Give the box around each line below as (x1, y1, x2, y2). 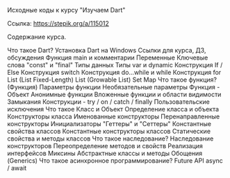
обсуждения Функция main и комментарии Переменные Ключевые (7, 53, 208, 62)
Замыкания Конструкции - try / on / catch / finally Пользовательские (7, 98, 211, 106)
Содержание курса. (7, 33, 67, 41)
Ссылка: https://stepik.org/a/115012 (7, 19, 109, 27)
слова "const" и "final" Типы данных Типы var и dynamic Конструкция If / (7, 61, 223, 69)
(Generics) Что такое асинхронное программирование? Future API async (7, 157, 224, 165)
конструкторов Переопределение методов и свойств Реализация (7, 142, 204, 150)
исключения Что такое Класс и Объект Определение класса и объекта (7, 105, 220, 113)
